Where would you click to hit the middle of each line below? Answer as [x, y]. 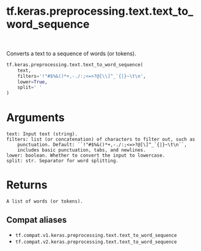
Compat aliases [37, 220]
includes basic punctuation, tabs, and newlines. [82, 150]
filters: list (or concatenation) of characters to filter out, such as [101, 140]
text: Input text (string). [42, 134]
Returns [27, 185]
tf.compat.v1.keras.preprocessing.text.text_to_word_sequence [96, 235]
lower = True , [32, 82]
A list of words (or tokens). [45, 201]
